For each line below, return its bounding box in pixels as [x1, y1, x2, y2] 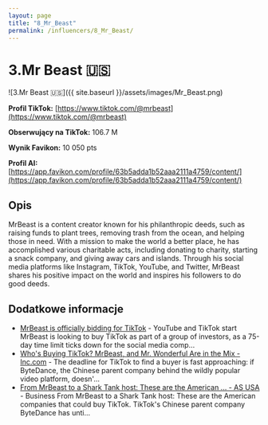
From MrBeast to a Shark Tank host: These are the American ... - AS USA [19, 382, 260, 392]
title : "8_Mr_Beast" [8, 19, 77, 27]
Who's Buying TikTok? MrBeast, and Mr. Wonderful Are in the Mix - [19, 348, 241, 358]
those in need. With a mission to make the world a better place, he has [8, 237, 239, 246]
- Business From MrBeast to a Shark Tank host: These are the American [19, 391, 256, 400]
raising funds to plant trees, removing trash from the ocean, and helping [8, 228, 245, 238]
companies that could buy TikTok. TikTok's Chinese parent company [19, 399, 246, 409]
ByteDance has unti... [19, 407, 91, 417]
